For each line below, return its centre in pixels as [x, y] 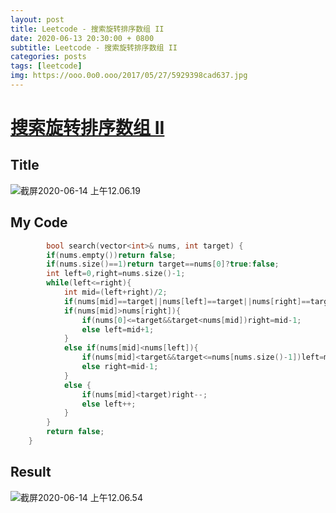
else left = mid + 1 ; [118, 329]
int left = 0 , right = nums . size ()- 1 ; [116, 274]
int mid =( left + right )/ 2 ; [115, 292]
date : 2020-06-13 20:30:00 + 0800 [82, 38]
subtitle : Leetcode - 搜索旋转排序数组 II [94, 47]
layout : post [37, 19]
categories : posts [48, 57]
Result [31, 472]
